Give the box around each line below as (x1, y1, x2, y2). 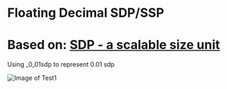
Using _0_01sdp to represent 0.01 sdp (7, 60, 115, 69)
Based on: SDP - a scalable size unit (7, 37, 220, 53)
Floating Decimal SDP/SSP (7, 5, 164, 21)
